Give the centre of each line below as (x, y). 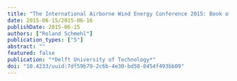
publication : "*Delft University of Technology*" (82, 60)
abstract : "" (26, 46)
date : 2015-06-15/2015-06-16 (50, 20)
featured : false (31, 54)
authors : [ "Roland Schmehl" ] (50, 33)
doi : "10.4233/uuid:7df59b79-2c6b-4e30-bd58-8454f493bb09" (96, 66)
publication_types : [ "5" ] (45, 40)
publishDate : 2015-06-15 (44, 27)
